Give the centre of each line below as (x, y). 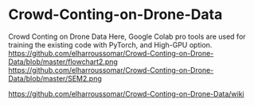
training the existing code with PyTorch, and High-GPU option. (110, 44)
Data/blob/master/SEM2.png (55, 78)
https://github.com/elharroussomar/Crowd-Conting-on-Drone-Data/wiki (126, 93)
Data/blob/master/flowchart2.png (63, 62)
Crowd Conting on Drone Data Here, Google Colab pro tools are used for (127, 36)
